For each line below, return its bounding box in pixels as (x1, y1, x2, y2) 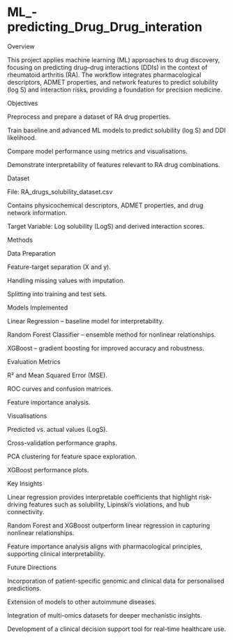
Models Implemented (7, 303, 68, 312)
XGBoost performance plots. (7, 465, 89, 474)
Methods (7, 235, 33, 244)
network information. (7, 208, 68, 217)
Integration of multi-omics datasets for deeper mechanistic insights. (7, 611, 202, 619)
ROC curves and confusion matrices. (7, 384, 113, 393)
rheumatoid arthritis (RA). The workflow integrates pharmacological (7, 71, 202, 79)
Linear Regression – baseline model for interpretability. (7, 317, 164, 325)
